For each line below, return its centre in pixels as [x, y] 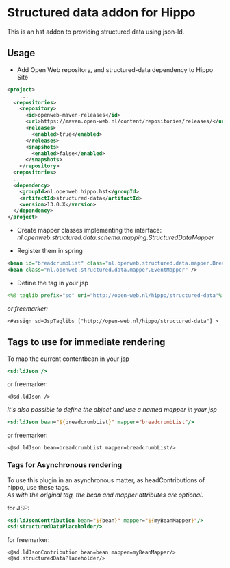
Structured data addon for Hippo [101, 13]
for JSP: [18, 508]
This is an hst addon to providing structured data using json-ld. [96, 32]
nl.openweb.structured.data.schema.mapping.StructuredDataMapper [115, 237]
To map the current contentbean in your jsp [68, 359]
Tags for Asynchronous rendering [65, 465]
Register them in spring [50, 251]
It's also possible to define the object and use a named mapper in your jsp [112, 410]
